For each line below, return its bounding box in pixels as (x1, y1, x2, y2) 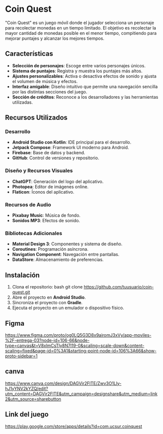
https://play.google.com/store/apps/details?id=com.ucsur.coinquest (5, 423, 142, 429)
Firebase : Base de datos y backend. (12, 150, 86, 156)
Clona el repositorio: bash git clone (12, 284, 83, 290)
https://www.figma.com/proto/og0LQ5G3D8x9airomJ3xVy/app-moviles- (5, 332, 152, 338)
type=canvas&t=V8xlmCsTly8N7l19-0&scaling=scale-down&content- (5, 343, 144, 348)
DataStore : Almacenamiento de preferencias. (12, 257, 104, 262)
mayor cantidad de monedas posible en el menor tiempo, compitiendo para (5, 30, 157, 36)
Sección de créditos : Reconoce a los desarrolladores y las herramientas (12, 94, 159, 100)
